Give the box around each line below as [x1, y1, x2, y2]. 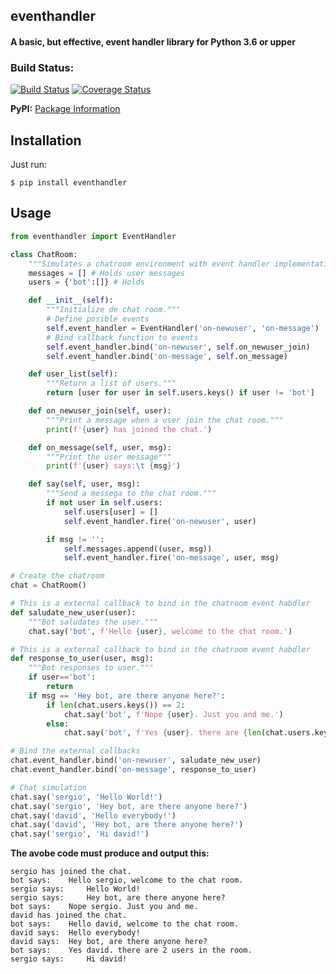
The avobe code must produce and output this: [10, 847, 210, 859]
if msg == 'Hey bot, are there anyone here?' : [28, 690, 226, 701]
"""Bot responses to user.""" [28, 663, 155, 673]
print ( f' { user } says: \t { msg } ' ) [46, 461, 182, 471]
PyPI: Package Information [10, 103, 121, 115]
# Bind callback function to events [46, 332, 199, 343]
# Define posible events [46, 314, 150, 324]
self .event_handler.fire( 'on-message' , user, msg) [63, 553, 280, 563]
